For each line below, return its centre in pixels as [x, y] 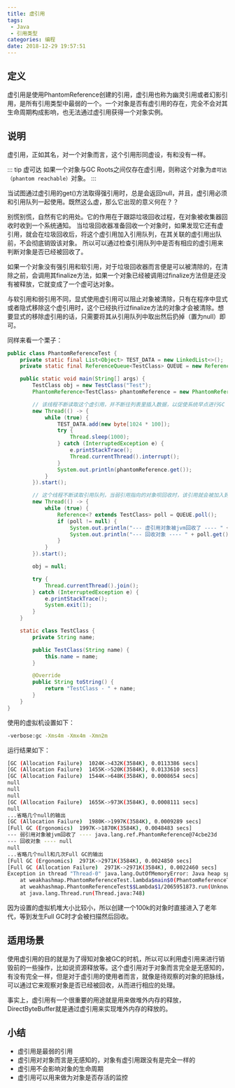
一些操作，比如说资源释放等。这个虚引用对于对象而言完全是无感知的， [127, 968]
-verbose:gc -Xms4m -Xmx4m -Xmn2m [58, 736]
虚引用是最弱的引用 [45, 1051]
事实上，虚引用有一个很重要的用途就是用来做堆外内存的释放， [96, 1000]
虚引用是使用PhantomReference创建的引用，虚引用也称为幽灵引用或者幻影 [114, 95]
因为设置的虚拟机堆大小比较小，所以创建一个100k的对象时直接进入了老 [109, 907]
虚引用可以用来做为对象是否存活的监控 [72, 1077]
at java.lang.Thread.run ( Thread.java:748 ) [83, 893]
